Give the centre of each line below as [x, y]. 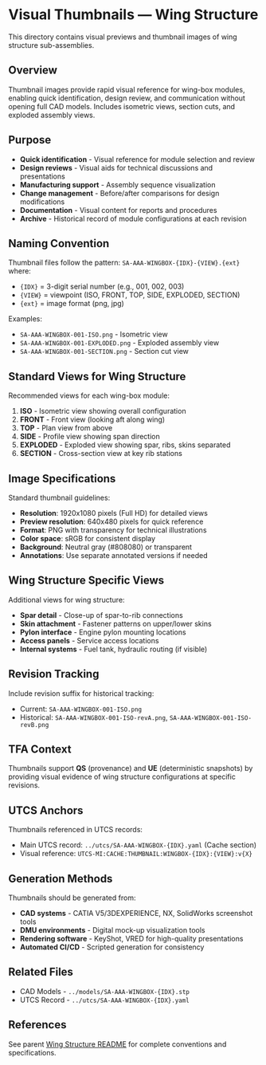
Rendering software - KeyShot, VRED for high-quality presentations [131, 939]
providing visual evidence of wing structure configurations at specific [122, 777]
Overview [33, 71]
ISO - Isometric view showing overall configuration [103, 411]
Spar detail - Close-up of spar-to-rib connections [101, 615]
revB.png [34, 725]
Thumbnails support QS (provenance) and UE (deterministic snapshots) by [131, 768]
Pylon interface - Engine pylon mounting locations [103, 632]
